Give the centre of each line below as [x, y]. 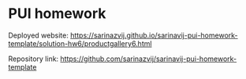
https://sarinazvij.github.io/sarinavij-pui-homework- [154, 35]
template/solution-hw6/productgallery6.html [80, 43]
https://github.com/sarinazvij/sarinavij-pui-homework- [149, 59]
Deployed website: [38, 35]
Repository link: [34, 59]
